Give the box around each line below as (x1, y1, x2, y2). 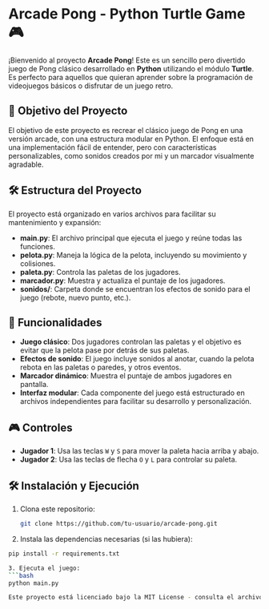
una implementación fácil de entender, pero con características (8, 142, 217, 152)
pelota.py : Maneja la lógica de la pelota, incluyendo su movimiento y (19, 250, 247, 260)
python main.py (8, 579, 59, 587)
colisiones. (19, 258, 56, 268)
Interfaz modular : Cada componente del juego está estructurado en (19, 388, 246, 397)
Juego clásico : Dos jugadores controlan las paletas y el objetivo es (19, 337, 242, 347)
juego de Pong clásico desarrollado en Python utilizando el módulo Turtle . (8, 63, 255, 73)
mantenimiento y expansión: (8, 217, 102, 227)
